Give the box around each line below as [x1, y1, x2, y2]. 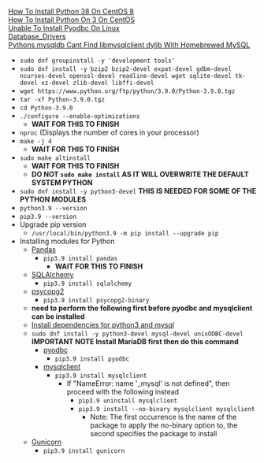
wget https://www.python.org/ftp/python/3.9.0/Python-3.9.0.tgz [19, 87, 236, 95]
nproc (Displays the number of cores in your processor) [19, 128, 199, 137]
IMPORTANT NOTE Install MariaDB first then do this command [31, 337, 239, 346]
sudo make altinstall [19, 154, 91, 162]
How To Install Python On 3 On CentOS [8, 15, 136, 24]
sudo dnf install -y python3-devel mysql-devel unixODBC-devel [31, 330, 244, 338]
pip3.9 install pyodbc [54, 355, 130, 363]
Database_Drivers [8, 31, 66, 41]
